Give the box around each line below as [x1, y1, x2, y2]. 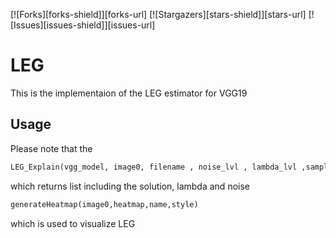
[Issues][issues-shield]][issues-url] [10, 19, 156, 31]
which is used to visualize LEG [10, 217, 136, 229]
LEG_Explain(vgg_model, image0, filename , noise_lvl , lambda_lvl [10, 162, 298, 172]
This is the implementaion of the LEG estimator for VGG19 [10, 87, 248, 99]
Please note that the [10, 142, 93, 154]
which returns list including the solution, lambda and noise [10, 180, 250, 192]
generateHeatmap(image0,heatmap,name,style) [10, 199, 199, 209]
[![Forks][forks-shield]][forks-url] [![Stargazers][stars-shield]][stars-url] [10, 9, 307, 20]
